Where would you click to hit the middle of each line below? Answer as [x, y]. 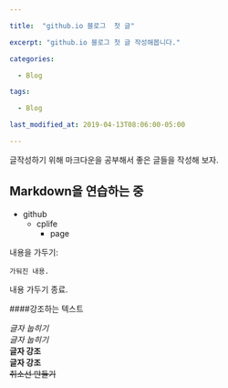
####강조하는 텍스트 [47, 309]
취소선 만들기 [33, 373]
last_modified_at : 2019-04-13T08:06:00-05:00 [97, 125]
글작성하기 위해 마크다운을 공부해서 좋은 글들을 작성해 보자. [114, 160]
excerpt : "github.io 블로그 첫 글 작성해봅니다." [95, 42]
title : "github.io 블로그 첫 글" [72, 26]
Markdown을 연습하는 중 [77, 191]
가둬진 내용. [30, 271]
